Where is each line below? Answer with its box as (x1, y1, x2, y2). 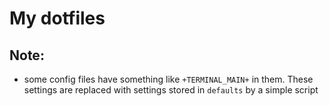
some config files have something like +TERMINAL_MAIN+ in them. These (23, 73, 314, 85)
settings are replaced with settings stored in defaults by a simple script (23, 84, 319, 96)
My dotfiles (9, 7, 106, 30)
